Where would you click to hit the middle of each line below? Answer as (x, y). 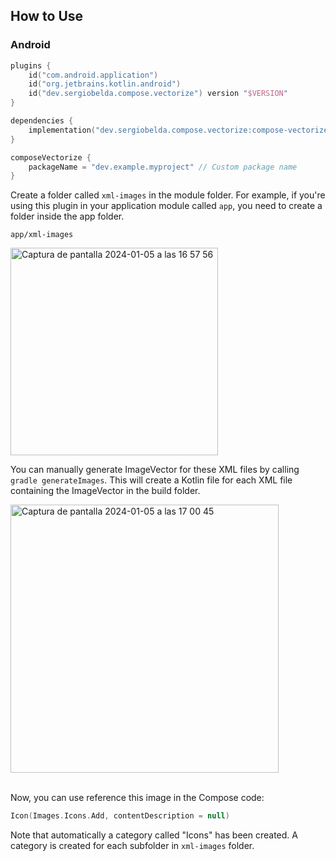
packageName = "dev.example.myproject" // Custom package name (163, 167)
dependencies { (42, 121)
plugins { (31, 65)
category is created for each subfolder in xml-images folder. (132, 846)
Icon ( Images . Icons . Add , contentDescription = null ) (120, 816)
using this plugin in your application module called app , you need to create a (166, 206)
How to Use (47, 16)
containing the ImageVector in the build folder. (105, 491)
